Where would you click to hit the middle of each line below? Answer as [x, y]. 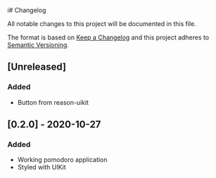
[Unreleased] [37, 67]
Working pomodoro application [62, 160]
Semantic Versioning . [38, 45]
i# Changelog [27, 10]
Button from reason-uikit [53, 102]
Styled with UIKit [42, 167]
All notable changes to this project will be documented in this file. [102, 24]
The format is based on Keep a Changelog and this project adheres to [108, 37]
